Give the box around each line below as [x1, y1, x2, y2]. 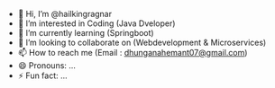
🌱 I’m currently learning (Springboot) [17, 28, 155, 38]
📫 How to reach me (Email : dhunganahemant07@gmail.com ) [17, 48, 248, 57]
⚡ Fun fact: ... [17, 70, 68, 81]
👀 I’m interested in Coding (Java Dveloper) [17, 18, 176, 29]
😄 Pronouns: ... [17, 60, 77, 71]
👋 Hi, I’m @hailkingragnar [17, 9, 113, 19]
